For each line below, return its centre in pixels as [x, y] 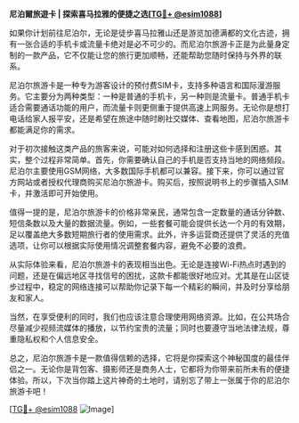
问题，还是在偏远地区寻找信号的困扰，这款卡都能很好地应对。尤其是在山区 [145, 276]
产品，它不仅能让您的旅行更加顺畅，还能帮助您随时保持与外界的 [157, 55]
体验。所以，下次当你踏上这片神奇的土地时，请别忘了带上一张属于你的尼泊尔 [149, 380]
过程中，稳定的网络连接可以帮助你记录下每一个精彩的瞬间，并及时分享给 [149, 287]
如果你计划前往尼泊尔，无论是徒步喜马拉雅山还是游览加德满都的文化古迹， [145, 33]
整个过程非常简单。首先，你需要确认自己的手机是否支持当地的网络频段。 [157, 160]
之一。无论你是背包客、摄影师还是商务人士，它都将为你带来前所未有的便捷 [153, 369]
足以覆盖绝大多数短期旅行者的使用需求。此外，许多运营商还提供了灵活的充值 [149, 234]
